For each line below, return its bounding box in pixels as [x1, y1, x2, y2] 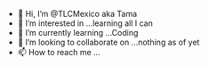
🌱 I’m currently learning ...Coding [17, 28, 139, 37]
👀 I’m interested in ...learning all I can [17, 18, 153, 29]
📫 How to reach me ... [17, 47, 100, 57]
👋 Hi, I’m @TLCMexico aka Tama [17, 9, 138, 19]
